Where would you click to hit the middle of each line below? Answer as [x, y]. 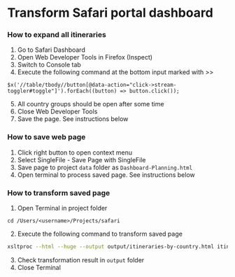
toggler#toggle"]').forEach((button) [62, 91]
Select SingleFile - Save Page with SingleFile [81, 159]
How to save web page [47, 137]
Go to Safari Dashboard [51, 50]
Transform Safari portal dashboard [110, 13]
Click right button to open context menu [75, 152]
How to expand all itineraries [57, 35]
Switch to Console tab [49, 65]
